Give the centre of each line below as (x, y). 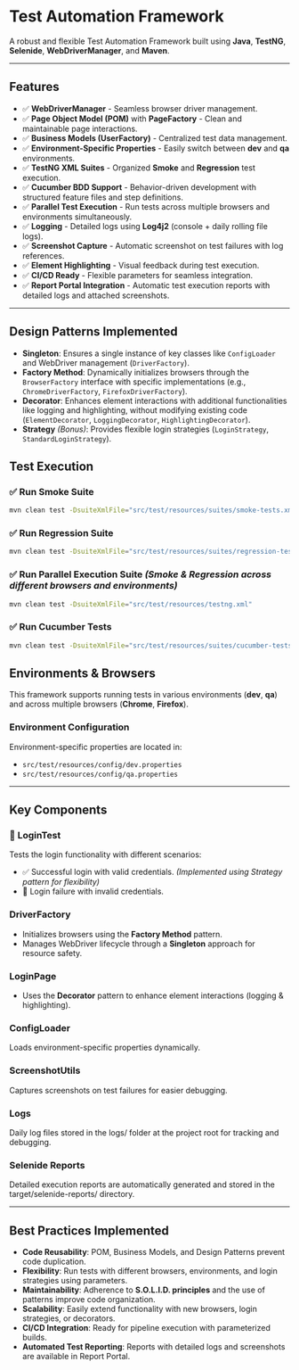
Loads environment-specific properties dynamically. (105, 1048)
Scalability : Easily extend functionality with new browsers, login (140, 1309)
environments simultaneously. (77, 217)
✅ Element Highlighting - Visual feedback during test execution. (141, 265)
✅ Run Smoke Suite (52, 491)
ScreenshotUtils (45, 1070)
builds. (34, 1337)
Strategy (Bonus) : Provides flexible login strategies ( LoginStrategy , (145, 429)
